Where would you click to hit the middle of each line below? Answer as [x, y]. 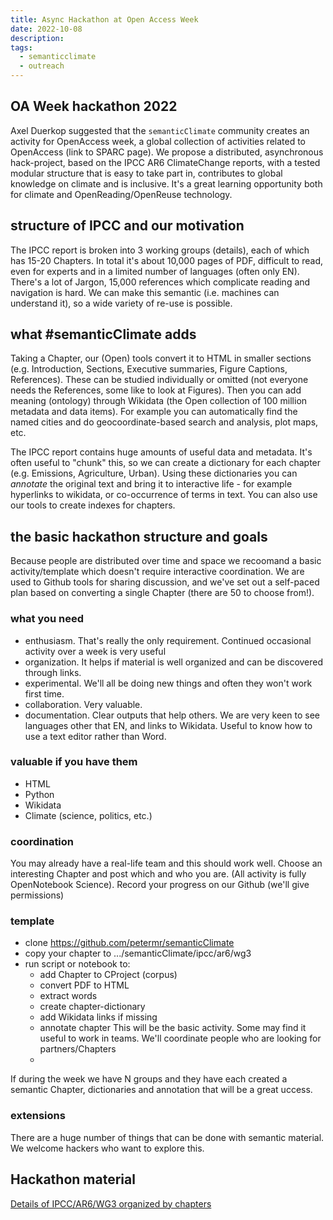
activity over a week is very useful [95, 651]
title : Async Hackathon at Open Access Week [104, 19]
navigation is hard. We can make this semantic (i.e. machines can [145, 292]
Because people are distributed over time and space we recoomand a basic [166, 561]
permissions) [37, 895]
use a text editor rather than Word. [95, 736]
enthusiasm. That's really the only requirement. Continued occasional [168, 640]
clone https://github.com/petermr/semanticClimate [129, 943]
